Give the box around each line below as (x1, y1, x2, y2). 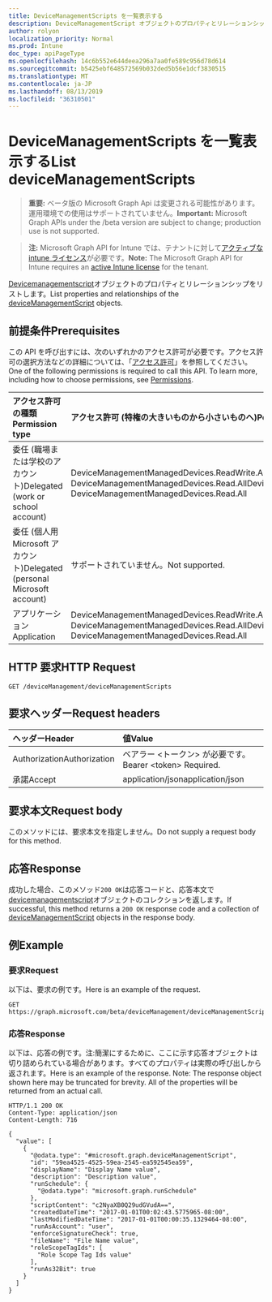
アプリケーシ (12, 608, 62, 619)
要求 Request (8, 964, 59, 976)
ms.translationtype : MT (8, 72, 89, 80)
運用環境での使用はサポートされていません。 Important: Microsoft (28, 209, 248, 218)
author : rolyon (8, 27, 60, 35)
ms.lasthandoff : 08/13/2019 (8, 87, 104, 96)
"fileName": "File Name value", (29, 1237, 139, 1245)
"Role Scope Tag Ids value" (37, 1251, 132, 1259)
